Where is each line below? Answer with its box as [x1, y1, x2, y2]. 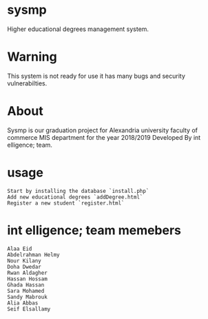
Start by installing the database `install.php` [7, 187, 149, 194]
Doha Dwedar [7, 263, 41, 270]
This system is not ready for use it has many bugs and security [7, 72, 186, 80]
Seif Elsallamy [7, 305, 51, 312]
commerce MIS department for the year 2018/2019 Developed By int [7, 133, 201, 141]
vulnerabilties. [7, 79, 48, 88]
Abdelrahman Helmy [7, 251, 60, 258]
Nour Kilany [7, 257, 41, 264]
